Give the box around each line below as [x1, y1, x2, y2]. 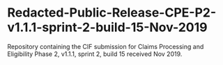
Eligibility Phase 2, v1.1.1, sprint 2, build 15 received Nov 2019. [7, 50, 183, 58]
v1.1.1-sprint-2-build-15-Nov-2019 [7, 19, 208, 35]
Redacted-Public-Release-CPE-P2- [7, 5, 217, 21]
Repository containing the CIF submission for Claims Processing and [7, 42, 204, 50]
